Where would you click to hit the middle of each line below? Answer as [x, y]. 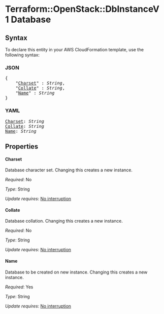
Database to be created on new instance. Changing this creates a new [76, 272]
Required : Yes [19, 287]
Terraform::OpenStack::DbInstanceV [82, 9]
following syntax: [22, 55]
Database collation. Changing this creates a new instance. [64, 221]
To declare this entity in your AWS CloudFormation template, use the [74, 50]
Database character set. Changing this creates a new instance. [69, 170]
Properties [22, 146]
